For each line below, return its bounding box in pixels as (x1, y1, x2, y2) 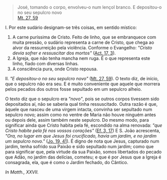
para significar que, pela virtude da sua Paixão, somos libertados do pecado (5, 149, 162, 155)
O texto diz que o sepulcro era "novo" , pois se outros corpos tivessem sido (5, 96, 160, 102)
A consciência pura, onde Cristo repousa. (12, 66, 98, 72)
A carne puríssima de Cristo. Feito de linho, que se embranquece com (12, 34, 157, 40)
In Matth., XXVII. (5, 169, 39, 175)
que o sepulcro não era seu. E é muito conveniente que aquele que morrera (5, 81, 161, 87)
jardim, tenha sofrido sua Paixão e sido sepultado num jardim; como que (5, 144, 154, 149)
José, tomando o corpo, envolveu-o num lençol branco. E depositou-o (17, 4, 162, 10)
